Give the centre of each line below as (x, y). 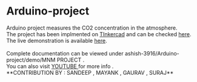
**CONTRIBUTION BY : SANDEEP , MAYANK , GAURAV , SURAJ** (90, 72)
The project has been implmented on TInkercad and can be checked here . (99, 34)
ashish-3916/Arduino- (152, 53)
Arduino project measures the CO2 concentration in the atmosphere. (92, 28)
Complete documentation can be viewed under (65, 53)
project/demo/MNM (31, 60)
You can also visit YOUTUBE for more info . (60, 66)
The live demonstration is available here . (57, 40)
